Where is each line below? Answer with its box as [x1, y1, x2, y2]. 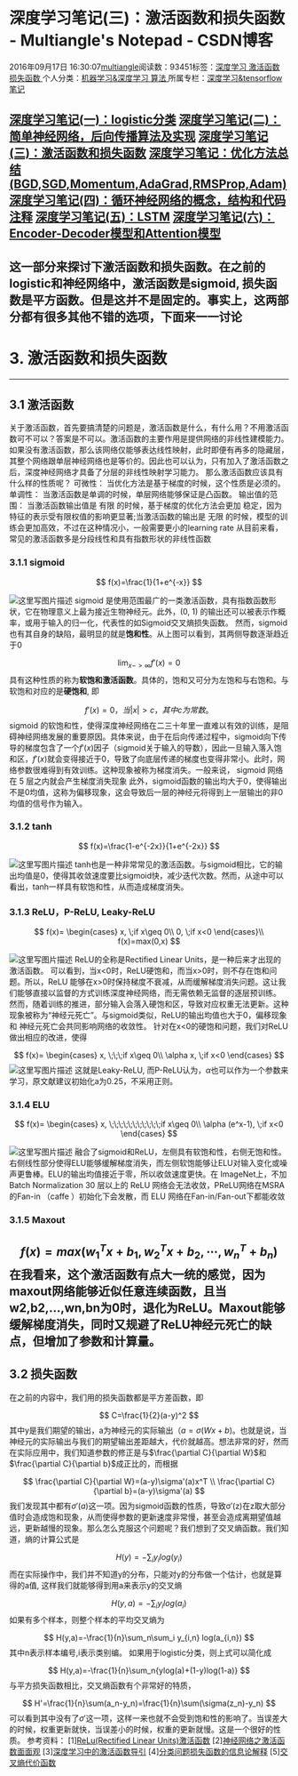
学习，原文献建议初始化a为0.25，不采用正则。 [9, 1076, 178, 1087]
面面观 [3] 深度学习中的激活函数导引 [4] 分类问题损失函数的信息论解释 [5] [16, 1747, 281, 1757]
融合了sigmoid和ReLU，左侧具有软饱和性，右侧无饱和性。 [74, 1146, 286, 1157]
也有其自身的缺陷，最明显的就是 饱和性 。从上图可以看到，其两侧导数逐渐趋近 [9, 628, 289, 639]
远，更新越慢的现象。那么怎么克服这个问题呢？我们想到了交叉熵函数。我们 [9, 1523, 281, 1533]
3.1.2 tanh [9, 820, 52, 832]
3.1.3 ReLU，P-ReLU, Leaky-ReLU [9, 905, 155, 918]
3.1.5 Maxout [9, 1214, 66, 1226]
